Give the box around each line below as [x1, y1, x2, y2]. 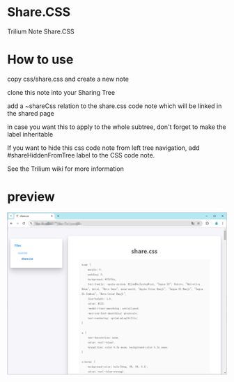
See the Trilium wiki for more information [7, 165, 124, 173]
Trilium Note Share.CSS [7, 27, 75, 36]
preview [7, 189, 56, 205]
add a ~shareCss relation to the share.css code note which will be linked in [7, 102, 222, 110]
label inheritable [7, 130, 54, 138]
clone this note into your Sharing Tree [7, 88, 116, 96]
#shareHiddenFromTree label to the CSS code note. [7, 151, 155, 159]
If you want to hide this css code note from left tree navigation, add [7, 144, 200, 152]
